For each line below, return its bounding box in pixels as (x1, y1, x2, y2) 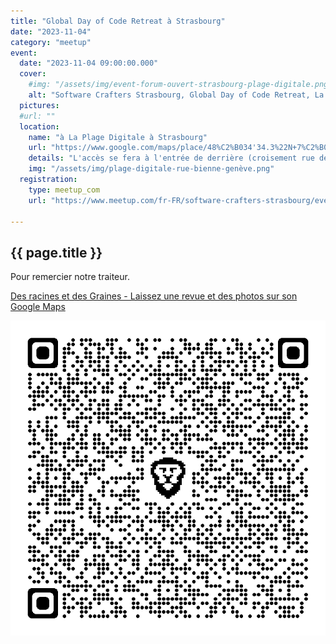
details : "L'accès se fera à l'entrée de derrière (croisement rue (28, 153, 315, 164)
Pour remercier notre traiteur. (10, 271, 130, 283)
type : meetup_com (28, 185, 101, 195)
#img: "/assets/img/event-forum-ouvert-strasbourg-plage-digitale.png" (28, 80, 333, 90)
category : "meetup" (10, 37, 92, 47)
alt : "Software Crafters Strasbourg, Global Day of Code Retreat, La (28, 90, 325, 100)
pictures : (19, 100, 60, 110)
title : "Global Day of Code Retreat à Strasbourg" (10, 16, 226, 26)
